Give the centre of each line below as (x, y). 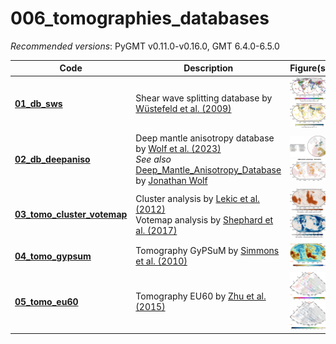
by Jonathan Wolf (171, 180)
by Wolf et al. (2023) (178, 148)
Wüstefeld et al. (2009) (183, 109)
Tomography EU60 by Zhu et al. (201, 296)
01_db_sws (38, 103)
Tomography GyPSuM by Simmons (207, 251)
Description (208, 68)
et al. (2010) (161, 261)
